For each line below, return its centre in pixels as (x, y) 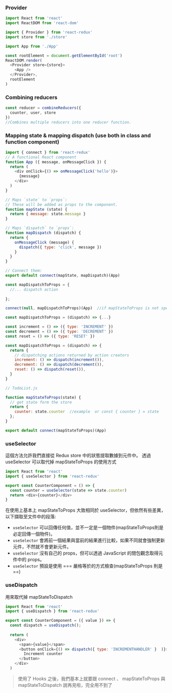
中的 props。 (31, 560)
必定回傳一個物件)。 (34, 534)
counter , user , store (33, 113)
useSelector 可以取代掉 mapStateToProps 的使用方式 (61, 462)
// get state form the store (41, 402)
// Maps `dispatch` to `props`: (40, 228)
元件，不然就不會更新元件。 (42, 547)
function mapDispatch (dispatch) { (43, 233)
